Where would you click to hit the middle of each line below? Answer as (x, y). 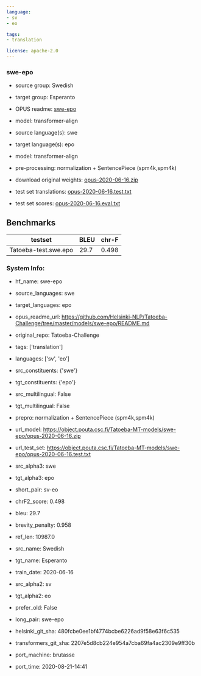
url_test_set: (30, 448)
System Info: (26, 269)
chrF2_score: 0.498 (40, 502)
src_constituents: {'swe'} (46, 371)
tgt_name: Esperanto (41, 560)
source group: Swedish (44, 85)
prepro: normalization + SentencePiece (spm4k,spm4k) (85, 418)
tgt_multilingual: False (42, 406)
